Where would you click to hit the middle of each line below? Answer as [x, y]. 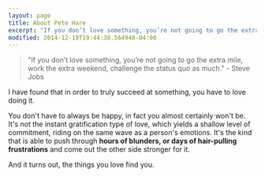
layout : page [30, 15]
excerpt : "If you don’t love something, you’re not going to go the [123, 30]
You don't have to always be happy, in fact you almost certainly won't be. [127, 116]
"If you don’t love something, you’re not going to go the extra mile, [135, 60]
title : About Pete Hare [47, 23]
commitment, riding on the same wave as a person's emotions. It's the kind [130, 133]
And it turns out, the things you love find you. [81, 165]
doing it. [22, 100]
